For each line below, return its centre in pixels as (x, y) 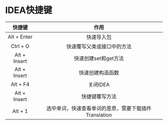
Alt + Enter (20, 36)
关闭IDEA (99, 84)
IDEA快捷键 (29, 10)
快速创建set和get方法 (99, 58)
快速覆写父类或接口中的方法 (99, 46)
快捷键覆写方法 (99, 96)
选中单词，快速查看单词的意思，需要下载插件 (99, 108)
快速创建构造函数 (99, 72)
